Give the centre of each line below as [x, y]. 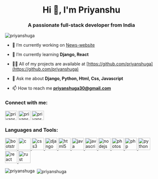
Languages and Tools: [32, 130]
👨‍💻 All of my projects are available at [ [50, 64]
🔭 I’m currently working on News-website [53, 45]
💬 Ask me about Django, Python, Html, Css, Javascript [68, 79]
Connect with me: [26, 103]
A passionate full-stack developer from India [81, 25]
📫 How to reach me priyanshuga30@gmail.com [62, 88]
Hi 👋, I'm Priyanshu [81, 10]
